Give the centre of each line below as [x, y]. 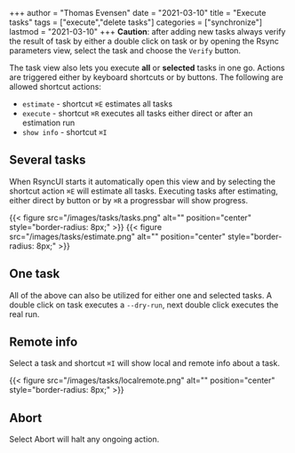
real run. [24, 314]
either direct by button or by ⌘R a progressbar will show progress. [129, 200]
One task [35, 274]
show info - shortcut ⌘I [64, 132]
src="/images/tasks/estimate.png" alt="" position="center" [118, 236]
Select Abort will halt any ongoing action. [84, 440]
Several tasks [48, 160]
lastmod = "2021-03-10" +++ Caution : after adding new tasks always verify [147, 32]
